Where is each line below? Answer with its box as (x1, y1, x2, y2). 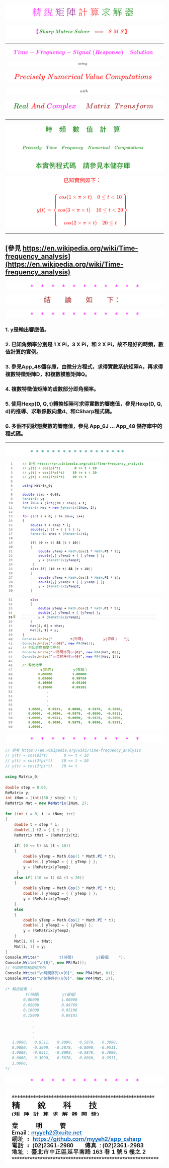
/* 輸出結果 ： (5, 986, 34, 991)
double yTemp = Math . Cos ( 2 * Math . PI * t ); (23, 917, 116, 922)
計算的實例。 (10, 349, 42, 356)
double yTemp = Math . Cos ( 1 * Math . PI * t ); (23, 854, 116, 859)
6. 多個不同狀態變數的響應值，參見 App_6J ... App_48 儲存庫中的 (5, 422, 162, 429)
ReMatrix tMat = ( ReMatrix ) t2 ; (14, 832, 80, 838)
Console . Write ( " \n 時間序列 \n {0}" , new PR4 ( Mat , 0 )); (5, 971, 115, 976)
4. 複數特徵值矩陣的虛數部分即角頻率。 (5, 385, 99, 393)
